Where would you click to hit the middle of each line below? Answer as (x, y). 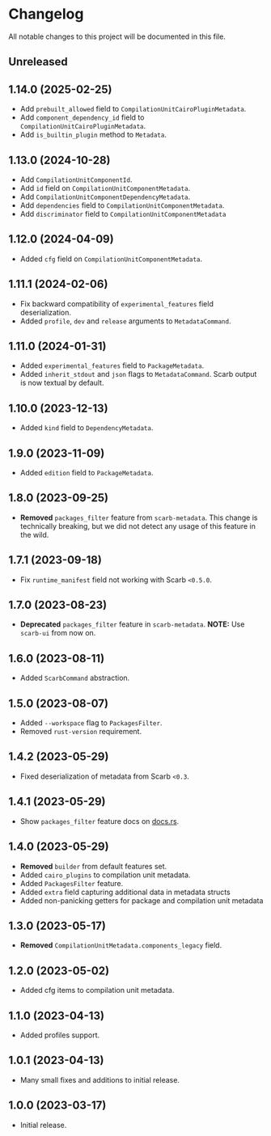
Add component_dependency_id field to (82, 117)
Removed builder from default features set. (93, 866)
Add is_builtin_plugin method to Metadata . (93, 135)
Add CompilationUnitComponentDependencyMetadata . (105, 196)
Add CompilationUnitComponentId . (76, 179)
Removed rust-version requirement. (81, 732)
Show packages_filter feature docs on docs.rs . (100, 821)
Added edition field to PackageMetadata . (87, 473)
